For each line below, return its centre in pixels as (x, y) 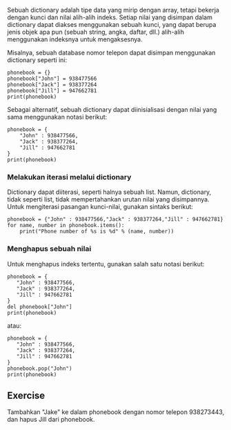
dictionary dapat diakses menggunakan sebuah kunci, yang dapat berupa (112, 25)
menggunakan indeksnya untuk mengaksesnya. (75, 39)
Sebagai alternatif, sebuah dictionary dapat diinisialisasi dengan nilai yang (112, 109)
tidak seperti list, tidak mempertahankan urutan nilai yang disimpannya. (108, 199)
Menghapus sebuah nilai (49, 249)
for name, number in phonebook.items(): (66, 226)
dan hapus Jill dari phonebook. (51, 420)
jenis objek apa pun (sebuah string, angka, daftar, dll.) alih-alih (96, 32)
